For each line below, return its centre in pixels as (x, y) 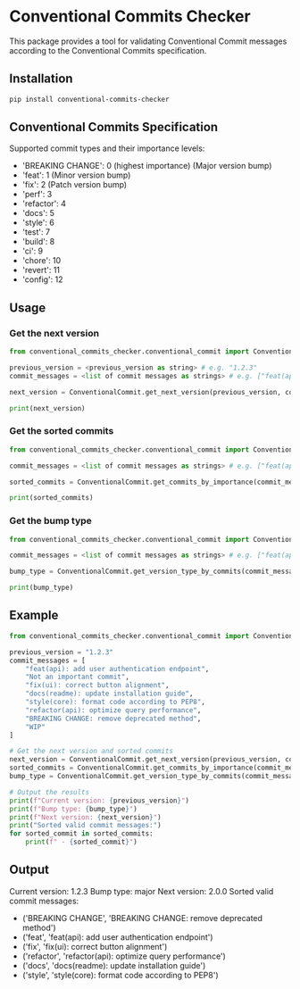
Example (34, 615)
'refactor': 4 (44, 204)
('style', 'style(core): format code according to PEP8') (120, 975)
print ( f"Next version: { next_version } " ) (86, 817)
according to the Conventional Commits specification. (108, 50)
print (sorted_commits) (51, 498)
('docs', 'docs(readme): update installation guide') (114, 965)
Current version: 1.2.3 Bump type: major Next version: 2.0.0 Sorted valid (142, 891)
